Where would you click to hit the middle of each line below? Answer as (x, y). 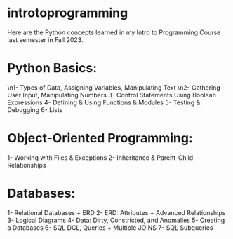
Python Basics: (52, 68)
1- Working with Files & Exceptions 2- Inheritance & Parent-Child (100, 157)
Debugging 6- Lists (35, 109)
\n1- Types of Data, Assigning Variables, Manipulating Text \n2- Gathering (114, 87)
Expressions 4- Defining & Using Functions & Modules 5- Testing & (104, 102)
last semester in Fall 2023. (45, 39)
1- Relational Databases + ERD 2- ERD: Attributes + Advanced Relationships (116, 212)
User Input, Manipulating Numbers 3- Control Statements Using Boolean (112, 95)
